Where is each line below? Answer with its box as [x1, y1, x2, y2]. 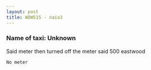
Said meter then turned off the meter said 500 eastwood [6, 47, 146, 54]
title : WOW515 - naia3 [6, 14, 63, 20]
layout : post [6, 8, 39, 15]
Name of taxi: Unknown [6, 34, 76, 42]
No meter [6, 59, 28, 65]
